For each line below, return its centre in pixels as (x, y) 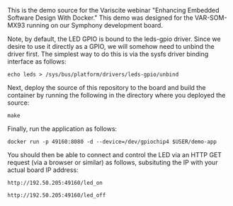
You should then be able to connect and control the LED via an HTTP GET (114, 155)
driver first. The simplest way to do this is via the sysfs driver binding (108, 54)
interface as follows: (37, 62)
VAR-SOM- (211, 18)
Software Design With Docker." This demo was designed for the (100, 18)
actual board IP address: (43, 170)
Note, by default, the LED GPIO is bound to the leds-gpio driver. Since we (114, 39)
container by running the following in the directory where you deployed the (116, 95)
